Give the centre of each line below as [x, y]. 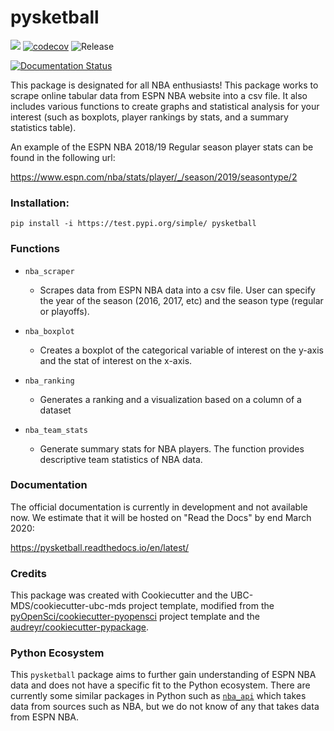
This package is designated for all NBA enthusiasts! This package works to [164, 85]
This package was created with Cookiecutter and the [119, 595]
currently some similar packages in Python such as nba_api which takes [158, 696]
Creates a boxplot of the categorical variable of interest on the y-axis [181, 350]
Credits [28, 573]
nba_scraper [49, 271]
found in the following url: [63, 157]
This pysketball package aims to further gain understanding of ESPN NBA [163, 675]
